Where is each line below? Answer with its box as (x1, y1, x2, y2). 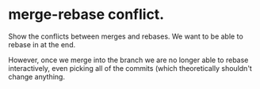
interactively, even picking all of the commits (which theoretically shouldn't (8, 63, 252, 72)
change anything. (8, 72, 66, 81)
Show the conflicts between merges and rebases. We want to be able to (8, 32, 243, 41)
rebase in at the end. (8, 39, 76, 49)
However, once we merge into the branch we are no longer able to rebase (8, 55, 249, 65)
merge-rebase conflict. (8, 6, 165, 24)
